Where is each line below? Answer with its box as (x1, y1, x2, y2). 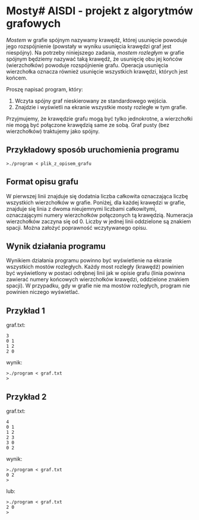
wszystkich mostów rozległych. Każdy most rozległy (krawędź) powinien (6, 263, 184, 271)
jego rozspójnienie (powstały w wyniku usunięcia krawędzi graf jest (6, 43, 172, 50)
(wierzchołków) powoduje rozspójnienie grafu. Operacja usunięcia (6, 61, 168, 69)
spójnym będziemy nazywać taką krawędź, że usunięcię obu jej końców (6, 55, 183, 62)
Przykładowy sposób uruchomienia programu (6, 145, 179, 155)
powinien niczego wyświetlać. (6, 288, 80, 296)
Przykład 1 (6, 306, 46, 316)
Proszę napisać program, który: (6, 85, 83, 93)
